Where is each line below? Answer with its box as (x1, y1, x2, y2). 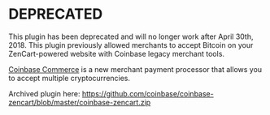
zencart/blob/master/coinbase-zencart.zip (8, 97, 151, 107)
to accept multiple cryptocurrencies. (8, 73, 131, 83)
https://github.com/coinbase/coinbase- (81, 88, 214, 98)
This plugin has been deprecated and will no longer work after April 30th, (8, 32, 254, 41)
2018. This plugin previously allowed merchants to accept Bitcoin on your (8, 40, 254, 49)
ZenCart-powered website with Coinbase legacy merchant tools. (8, 49, 225, 58)
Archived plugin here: (8, 88, 81, 98)
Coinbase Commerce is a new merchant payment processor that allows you (8, 64, 263, 74)
